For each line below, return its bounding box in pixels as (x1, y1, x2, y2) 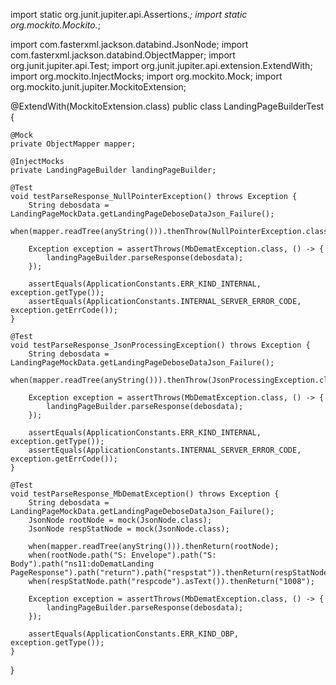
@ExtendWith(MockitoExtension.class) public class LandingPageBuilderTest (10, 100, 325, 112)
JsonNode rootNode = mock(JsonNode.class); (28, 515, 213, 525)
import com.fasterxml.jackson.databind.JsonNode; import (10, 39, 249, 50)
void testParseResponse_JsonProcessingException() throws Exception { (10, 340, 311, 350)
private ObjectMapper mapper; (10, 139, 137, 149)
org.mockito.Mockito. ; (10, 19, 101, 31)
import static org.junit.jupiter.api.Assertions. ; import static (10, 9, 248, 20)
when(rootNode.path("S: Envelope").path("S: (28, 550, 217, 560)
